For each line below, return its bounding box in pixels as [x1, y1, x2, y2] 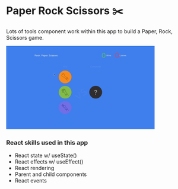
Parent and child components [14, 171, 87, 178]
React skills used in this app [6, 138, 88, 146]
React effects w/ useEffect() [14, 158, 84, 165]
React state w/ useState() [14, 152, 77, 159]
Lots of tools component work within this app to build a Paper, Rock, [6, 27, 173, 35]
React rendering [14, 165, 55, 172]
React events [14, 177, 47, 184]
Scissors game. [6, 34, 44, 41]
